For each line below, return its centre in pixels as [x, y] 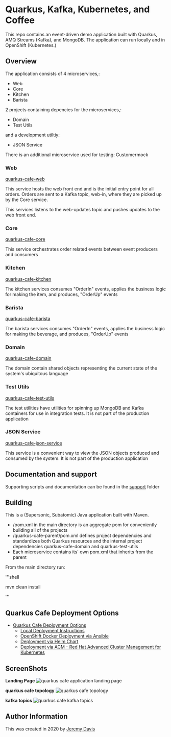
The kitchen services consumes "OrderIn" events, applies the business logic [86, 289]
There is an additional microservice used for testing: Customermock [77, 155]
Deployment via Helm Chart [49, 642]
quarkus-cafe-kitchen [28, 279]
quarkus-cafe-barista [28, 318]
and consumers [22, 255]
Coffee [20, 20]
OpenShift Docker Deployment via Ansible [64, 636]
